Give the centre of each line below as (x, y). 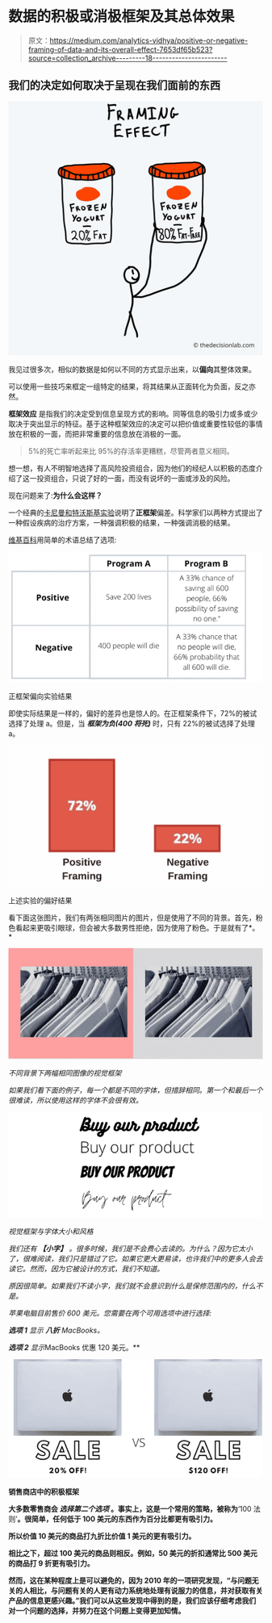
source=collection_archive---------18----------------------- (128, 58)
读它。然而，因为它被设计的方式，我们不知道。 (86, 1269)
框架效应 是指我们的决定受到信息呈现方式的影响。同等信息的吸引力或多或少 (133, 413)
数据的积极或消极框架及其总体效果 (122, 17)
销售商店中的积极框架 (44, 1491)
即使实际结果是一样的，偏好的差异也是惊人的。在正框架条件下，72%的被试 (133, 713)
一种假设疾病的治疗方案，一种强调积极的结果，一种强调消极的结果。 (121, 522)
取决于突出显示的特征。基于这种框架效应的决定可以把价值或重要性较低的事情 (136, 424)
